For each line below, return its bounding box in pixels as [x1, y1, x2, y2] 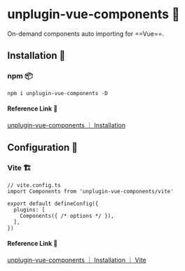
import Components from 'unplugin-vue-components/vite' [7, 188, 174, 195]
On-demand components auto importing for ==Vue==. [7, 29, 165, 38]
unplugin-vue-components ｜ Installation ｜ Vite [7, 256, 147, 264]
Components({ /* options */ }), [20, 212, 114, 219]
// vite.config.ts [7, 181, 61, 188]
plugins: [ [13, 206, 46, 213]
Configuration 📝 [7, 141, 78, 153]
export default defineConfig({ [7, 200, 99, 207]
